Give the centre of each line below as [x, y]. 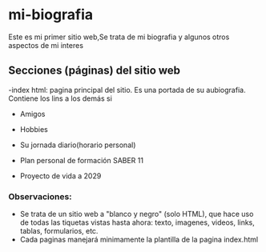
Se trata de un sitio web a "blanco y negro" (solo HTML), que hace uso [137, 214]
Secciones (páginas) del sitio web [95, 71]
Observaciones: [40, 196]
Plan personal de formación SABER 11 [82, 160]
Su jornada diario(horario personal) [78, 145]
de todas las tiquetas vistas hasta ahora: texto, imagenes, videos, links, [137, 222]
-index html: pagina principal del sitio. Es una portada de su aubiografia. [127, 90]
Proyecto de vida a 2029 [60, 176]
